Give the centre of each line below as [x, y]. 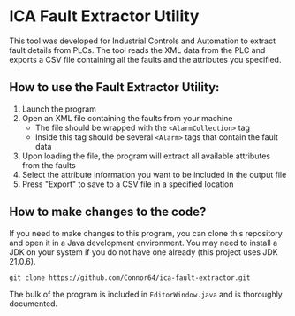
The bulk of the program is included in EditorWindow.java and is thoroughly [146, 294]
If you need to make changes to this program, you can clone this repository [146, 233]
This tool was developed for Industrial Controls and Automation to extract [143, 41]
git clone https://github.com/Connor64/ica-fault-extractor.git [130, 277]
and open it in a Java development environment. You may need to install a [144, 243]
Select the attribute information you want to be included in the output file [154, 174]
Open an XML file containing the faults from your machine [127, 118]
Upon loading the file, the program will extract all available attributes [146, 156]
